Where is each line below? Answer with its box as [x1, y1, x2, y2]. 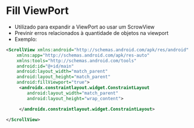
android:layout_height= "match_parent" [16, 74, 111, 80]
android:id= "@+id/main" [16, 63, 75, 69]
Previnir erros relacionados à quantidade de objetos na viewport [14, 29, 169, 36]
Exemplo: [14, 35, 37, 42]
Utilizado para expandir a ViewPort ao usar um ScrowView [14, 23, 155, 30]
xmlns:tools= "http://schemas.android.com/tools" [16, 58, 137, 63]
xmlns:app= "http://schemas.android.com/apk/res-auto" [16, 52, 150, 58]
